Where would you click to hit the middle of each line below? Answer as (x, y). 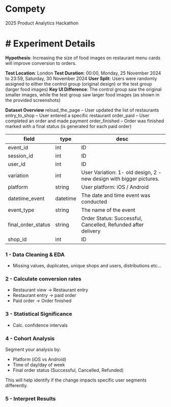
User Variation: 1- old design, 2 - (121, 172)
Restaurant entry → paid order (44, 295)
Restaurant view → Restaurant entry (50, 290)
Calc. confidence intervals (40, 325)
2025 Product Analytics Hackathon (42, 23)
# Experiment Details (50, 44)
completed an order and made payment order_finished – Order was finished (85, 121)
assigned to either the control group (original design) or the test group (79, 84)
